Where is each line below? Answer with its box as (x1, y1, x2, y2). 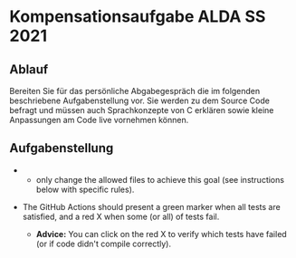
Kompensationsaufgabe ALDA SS (9, 6, 266, 27)
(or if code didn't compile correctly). (35, 238, 172, 249)
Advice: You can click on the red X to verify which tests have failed (35, 228, 287, 239)
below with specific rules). (35, 184, 135, 195)
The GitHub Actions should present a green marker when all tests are (22, 201, 281, 212)
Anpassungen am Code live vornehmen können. (9, 115, 189, 125)
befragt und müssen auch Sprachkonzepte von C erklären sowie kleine (9, 105, 274, 115)
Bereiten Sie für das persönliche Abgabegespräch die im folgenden (9, 86, 261, 96)
